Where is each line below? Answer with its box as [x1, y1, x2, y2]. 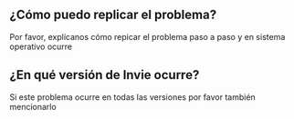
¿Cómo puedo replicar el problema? [9, 7, 217, 23]
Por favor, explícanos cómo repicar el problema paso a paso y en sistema [9, 31, 286, 42]
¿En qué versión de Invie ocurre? [9, 67, 200, 83]
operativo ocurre [9, 41, 73, 52]
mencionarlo [9, 101, 57, 112]
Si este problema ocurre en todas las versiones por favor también [9, 91, 256, 103]
